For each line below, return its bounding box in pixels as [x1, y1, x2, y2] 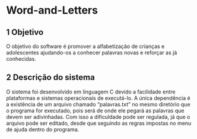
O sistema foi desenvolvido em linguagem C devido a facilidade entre [6, 88, 176, 95]
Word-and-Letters [6, 4, 98, 17]
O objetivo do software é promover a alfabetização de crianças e [6, 43, 165, 50]
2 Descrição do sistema [6, 72, 95, 83]
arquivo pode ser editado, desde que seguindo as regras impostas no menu [6, 119, 192, 127]
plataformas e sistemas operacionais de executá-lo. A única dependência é [6, 94, 191, 101]
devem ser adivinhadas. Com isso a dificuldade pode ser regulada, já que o [6, 113, 190, 120]
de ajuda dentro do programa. [6, 125, 80, 133]
